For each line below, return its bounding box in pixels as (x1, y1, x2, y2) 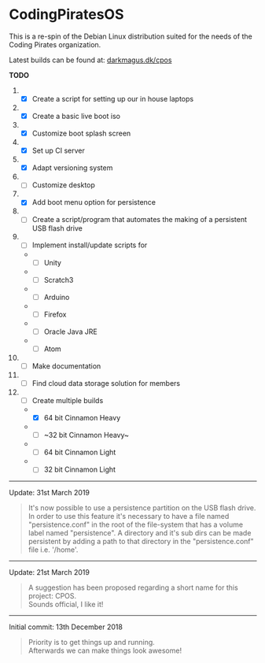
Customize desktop (31, 180, 95, 190)
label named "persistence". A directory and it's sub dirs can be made (28, 528, 252, 538)
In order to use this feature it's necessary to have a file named (28, 512, 230, 521)
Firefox (43, 309, 67, 319)
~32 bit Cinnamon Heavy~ (43, 431, 129, 440)
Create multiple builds (31, 396, 104, 405)
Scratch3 (43, 275, 74, 284)
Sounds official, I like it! (28, 600, 104, 609)
